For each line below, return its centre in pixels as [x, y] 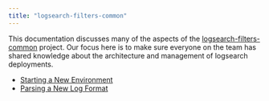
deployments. [31, 64]
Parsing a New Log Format [64, 88]
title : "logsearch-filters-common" [68, 16]
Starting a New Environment [66, 79]
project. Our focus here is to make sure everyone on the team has [148, 47]
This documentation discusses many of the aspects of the [104, 38]
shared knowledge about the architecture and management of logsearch [128, 55]
